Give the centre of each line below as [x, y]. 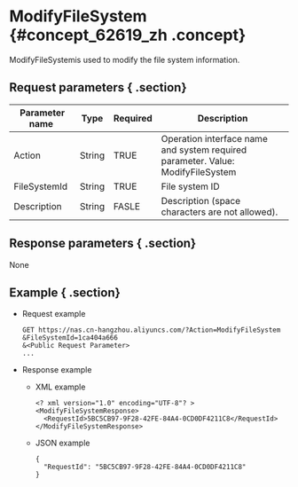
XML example [60, 387]
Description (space [201, 200]
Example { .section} [65, 292]
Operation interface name [214, 138]
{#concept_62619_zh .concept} [128, 35]
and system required [204, 150]
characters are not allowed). [220, 212]
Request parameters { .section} [98, 87]
